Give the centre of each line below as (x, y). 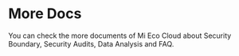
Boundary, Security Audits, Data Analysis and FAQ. (91, 43)
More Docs (45, 14)
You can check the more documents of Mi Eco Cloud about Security (120, 35)
